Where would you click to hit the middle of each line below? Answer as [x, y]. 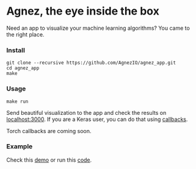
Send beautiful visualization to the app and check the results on [86, 112]
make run [17, 102]
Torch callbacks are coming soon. [49, 131]
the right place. [25, 34]
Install [16, 50]
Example [20, 147]
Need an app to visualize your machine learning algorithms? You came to [98, 28]
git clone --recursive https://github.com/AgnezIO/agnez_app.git [91, 63]
